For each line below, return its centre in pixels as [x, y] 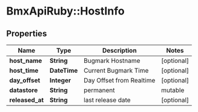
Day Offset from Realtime [120, 80]
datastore [24, 90]
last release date [107, 100]
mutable [173, 90]
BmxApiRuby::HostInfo [66, 11]
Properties [27, 34]
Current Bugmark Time [116, 71]
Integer [60, 80]
